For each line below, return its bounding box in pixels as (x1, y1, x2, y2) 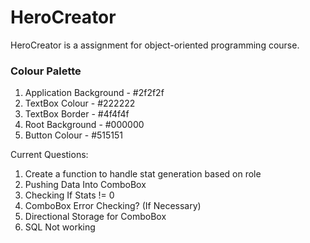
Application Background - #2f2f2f (24, 87, 165, 99)
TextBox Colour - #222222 (24, 97, 136, 110)
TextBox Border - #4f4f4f (24, 108, 130, 120)
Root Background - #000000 (24, 119, 145, 131)
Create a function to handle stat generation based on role (24, 168, 262, 180)
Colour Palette (10, 64, 82, 78)
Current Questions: (10, 149, 89, 161)
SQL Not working (24, 221, 96, 233)
